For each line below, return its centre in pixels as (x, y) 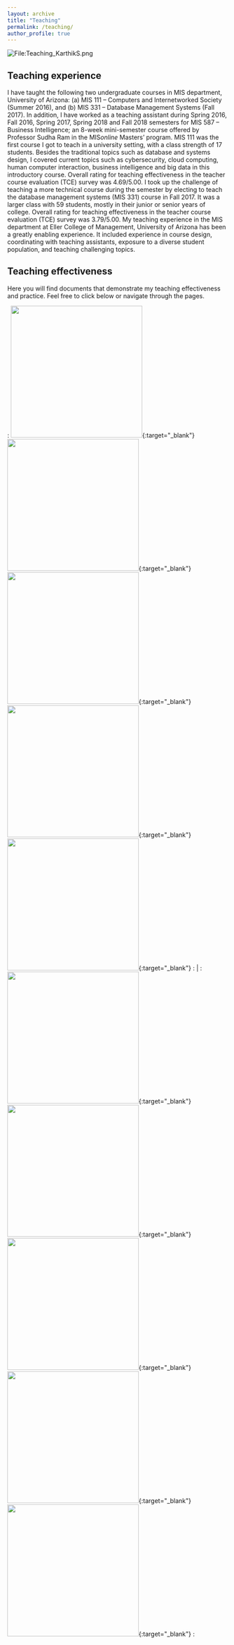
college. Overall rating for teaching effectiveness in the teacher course (109, 212)
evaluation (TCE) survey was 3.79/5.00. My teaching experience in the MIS (115, 219)
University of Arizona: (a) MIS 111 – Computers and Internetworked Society (115, 100)
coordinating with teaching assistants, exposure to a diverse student (106, 242)
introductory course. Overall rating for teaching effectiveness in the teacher (116, 175)
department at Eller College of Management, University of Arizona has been (117, 227)
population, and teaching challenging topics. (71, 250)
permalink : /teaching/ (40, 27)
